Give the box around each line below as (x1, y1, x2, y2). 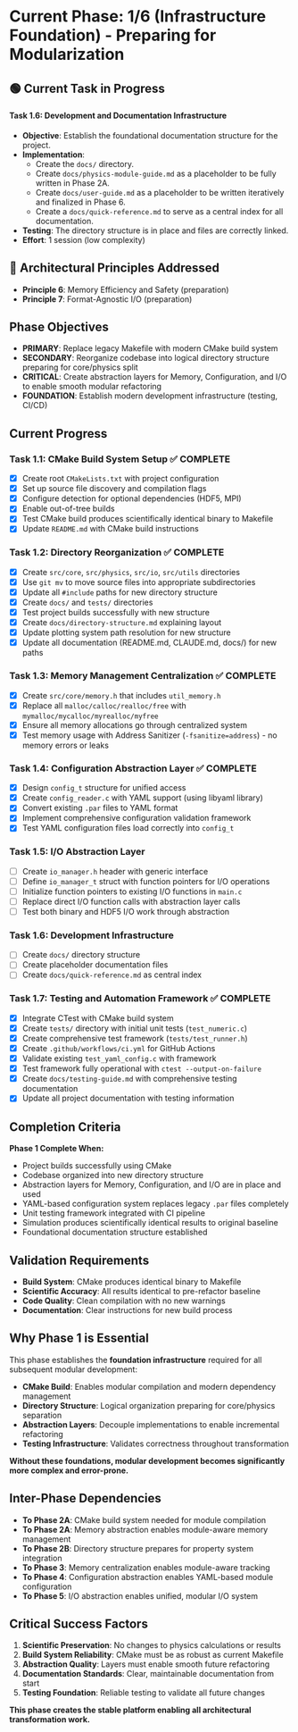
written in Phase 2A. (35, 177, 110, 188)
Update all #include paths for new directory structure (21, 587, 219, 598)
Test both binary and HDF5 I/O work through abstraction (21, 906, 230, 916)
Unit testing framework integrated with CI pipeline (21, 1208, 205, 1218)
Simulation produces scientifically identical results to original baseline (21, 1217, 278, 1228)
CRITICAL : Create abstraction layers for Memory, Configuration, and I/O (21, 372, 287, 382)
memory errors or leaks (21, 740, 110, 750)
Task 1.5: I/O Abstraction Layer (9, 846, 145, 858)
